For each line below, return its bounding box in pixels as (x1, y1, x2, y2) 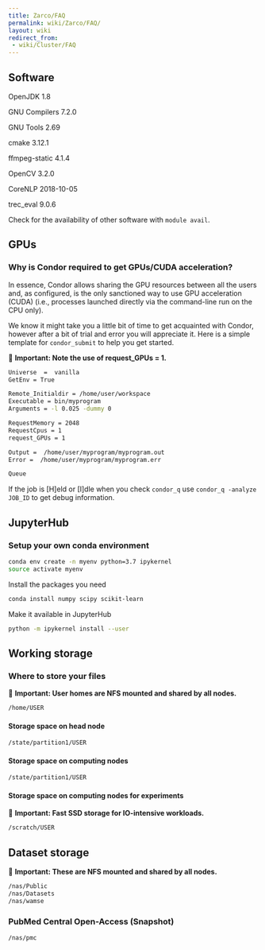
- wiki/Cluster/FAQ (11, 41, 77, 49)
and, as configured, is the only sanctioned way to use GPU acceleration (8, 288, 242, 298)
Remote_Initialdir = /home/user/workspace (8, 390, 151, 398)
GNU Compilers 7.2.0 (8, 107, 77, 116)
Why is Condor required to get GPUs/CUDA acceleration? (8, 262, 233, 273)
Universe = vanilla (8, 368, 80, 376)
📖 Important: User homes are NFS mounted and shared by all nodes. (8, 688, 237, 698)
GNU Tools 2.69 (8, 122, 61, 132)
